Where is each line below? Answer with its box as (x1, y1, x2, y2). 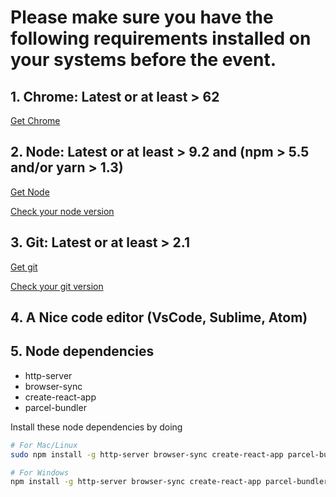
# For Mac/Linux (10, 440, 78, 450)
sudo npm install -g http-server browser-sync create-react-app (10, 449, 284, 460)
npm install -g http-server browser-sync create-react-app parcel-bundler (10, 477, 329, 487)
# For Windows (10, 467, 70, 478)
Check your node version (10, 205, 115, 217)
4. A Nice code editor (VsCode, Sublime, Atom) (10, 309, 308, 326)
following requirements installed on (10, 27, 312, 50)
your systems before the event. (10, 49, 277, 71)
